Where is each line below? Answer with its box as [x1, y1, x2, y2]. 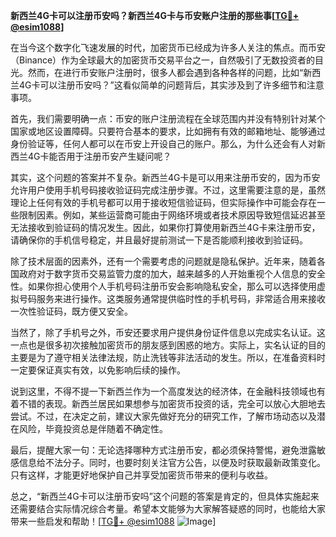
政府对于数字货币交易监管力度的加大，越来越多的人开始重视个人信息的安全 [18, 268, 326, 279]
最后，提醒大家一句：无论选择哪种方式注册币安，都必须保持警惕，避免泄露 [10, 444, 317, 456]
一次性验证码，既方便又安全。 [10, 305, 133, 317]
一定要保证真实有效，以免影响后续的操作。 [10, 364, 186, 376]
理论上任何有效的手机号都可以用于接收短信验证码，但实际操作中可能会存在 [10, 197, 317, 208]
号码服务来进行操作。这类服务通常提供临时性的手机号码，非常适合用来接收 [18, 293, 326, 304]
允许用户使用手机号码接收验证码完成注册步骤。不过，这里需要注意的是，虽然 [10, 184, 326, 196]
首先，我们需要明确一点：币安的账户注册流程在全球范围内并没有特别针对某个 [10, 113, 326, 124]
